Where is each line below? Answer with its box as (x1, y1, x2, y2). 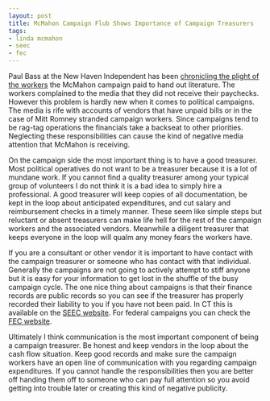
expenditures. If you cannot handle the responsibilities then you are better (8, 366, 254, 375)
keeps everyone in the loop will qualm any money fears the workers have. (8, 233, 252, 242)
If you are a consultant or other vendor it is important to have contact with (8, 248, 254, 258)
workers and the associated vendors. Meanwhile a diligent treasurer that (8, 224, 249, 234)
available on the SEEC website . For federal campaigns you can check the (8, 308, 251, 317)
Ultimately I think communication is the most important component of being (8, 332, 260, 341)
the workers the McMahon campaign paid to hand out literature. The (8, 80, 235, 89)
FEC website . (8, 316, 52, 326)
